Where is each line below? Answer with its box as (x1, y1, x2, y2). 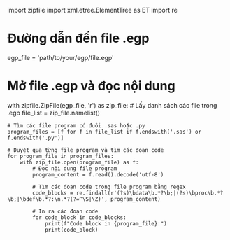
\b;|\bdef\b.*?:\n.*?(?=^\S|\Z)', (7, 195, 108, 202)
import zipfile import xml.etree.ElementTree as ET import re (7, 6, 178, 14)
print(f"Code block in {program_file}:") (44, 220, 168, 227)
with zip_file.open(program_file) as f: (20, 159, 139, 166)
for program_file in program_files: (7, 153, 114, 160)
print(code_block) (44, 226, 99, 233)
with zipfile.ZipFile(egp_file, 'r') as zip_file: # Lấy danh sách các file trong (7, 101, 217, 109)
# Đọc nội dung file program (32, 164, 117, 172)
